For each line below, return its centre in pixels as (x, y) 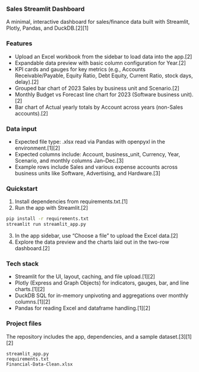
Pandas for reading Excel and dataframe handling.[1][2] (82, 308)
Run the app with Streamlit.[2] (51, 208)
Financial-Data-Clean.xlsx (40, 364)
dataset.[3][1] (175, 336)
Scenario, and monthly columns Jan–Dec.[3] (69, 160)
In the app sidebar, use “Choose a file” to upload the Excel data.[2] (96, 235)
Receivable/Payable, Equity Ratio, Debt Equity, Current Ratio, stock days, (104, 75)
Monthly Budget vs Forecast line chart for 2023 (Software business (97, 94)
